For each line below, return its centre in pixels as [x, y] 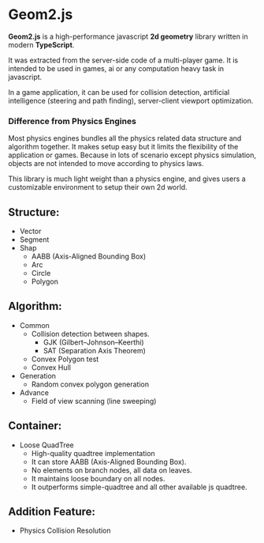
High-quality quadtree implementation [93, 453]
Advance [34, 392]
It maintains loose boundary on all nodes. [98, 478]
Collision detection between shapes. [90, 334]
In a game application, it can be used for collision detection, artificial [119, 92]
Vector [30, 232]
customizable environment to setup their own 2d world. [98, 187]
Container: [35, 426]
